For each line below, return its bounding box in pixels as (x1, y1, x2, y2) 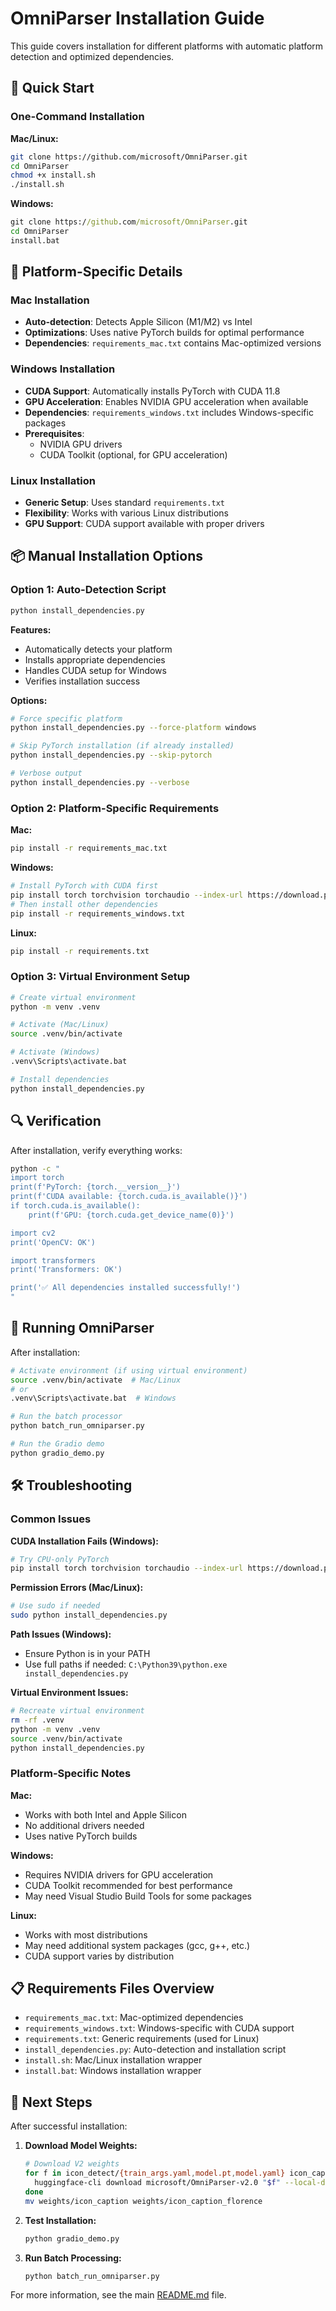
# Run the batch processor (10, 1412, 123, 1422)
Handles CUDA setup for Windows (24, 664, 167, 676)
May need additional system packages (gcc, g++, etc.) (24, 1939, 251, 1951)
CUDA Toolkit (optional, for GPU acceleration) (39, 448, 228, 461)
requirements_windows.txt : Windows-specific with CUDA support (24, 2022, 295, 2034)
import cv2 (10, 1228, 56, 1238)
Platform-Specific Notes (10, 1767, 132, 1781)
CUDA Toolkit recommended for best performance (24, 1879, 233, 1891)
